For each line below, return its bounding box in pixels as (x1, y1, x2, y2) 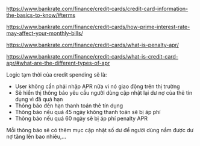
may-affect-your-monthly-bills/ (6, 30, 83, 37)
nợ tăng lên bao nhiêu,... (6, 133, 67, 140)
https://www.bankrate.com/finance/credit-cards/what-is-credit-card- (6, 53, 179, 60)
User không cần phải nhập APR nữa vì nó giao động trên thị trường (14, 83, 180, 90)
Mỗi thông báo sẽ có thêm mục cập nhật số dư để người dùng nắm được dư (6, 127, 194, 133)
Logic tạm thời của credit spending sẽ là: (6, 71, 107, 78)
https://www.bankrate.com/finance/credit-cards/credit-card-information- (6, 5, 189, 12)
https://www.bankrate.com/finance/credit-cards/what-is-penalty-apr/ (6, 42, 179, 48)
